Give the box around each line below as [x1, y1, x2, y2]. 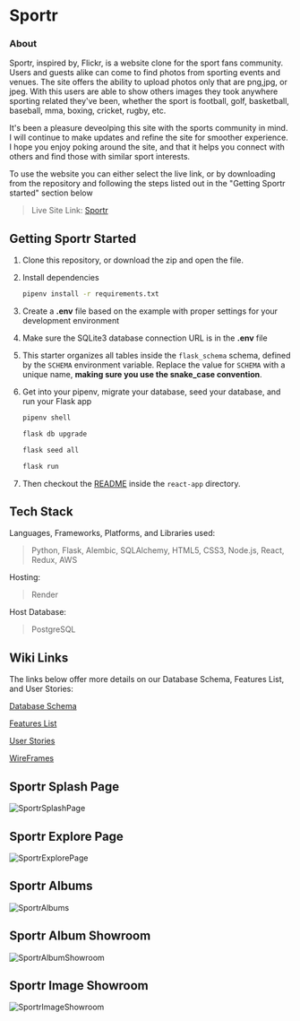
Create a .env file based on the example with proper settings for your [21, 306, 279, 316]
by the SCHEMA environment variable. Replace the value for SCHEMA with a [21, 359, 286, 370]
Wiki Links [9, 650, 69, 665]
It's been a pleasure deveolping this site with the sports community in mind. [9, 123, 288, 134]
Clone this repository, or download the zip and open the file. [21, 255, 244, 265]
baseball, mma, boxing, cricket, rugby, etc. [9, 105, 167, 117]
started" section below [9, 187, 93, 198]
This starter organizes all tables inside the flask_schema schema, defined [21, 350, 291, 361]
